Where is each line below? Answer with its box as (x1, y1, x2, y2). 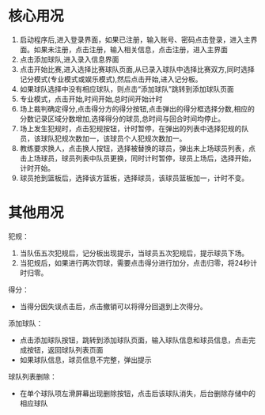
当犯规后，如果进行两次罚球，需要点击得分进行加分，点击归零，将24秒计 (19, 258, 258, 267)
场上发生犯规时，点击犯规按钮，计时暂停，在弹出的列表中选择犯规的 (19, 123, 242, 133)
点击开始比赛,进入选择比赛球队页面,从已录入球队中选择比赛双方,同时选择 (19, 64, 255, 74)
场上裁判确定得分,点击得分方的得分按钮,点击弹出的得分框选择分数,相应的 (19, 104, 255, 113)
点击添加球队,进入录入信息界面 (19, 55, 119, 64)
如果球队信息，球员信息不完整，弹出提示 (19, 355, 152, 364)
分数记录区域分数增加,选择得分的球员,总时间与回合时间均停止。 (19, 114, 225, 123)
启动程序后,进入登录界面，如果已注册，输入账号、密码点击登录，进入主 (19, 35, 251, 44)
